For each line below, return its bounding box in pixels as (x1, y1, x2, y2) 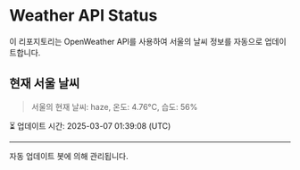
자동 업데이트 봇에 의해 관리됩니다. (9, 150, 129, 161)
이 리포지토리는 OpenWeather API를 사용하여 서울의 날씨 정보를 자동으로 (9, 36, 263, 47)
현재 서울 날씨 (9, 76, 80, 91)
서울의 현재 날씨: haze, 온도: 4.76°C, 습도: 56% (30, 101, 198, 112)
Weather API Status (9, 5, 158, 26)
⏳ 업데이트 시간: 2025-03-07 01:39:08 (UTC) (9, 120, 171, 131)
